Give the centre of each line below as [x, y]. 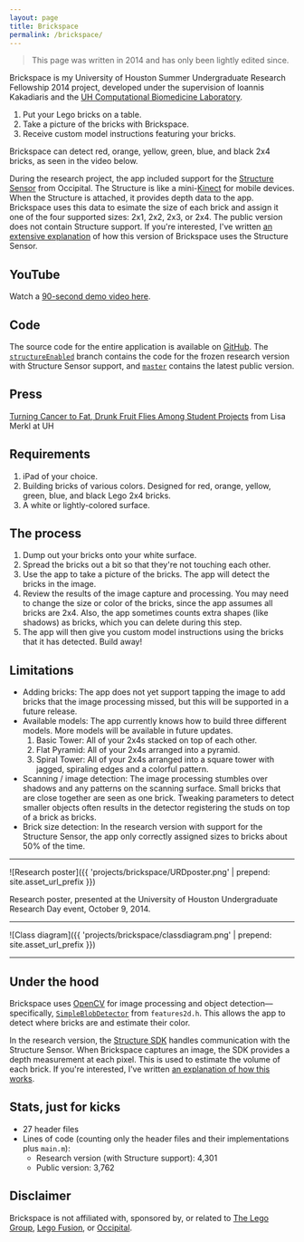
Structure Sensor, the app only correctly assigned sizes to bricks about [155, 837]
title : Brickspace [44, 26]
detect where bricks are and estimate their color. [100, 1023]
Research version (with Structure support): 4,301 [127, 1158]
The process [46, 534]
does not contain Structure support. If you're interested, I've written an [141, 226]
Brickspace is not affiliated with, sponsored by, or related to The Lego [139, 1218]
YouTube [35, 274]
